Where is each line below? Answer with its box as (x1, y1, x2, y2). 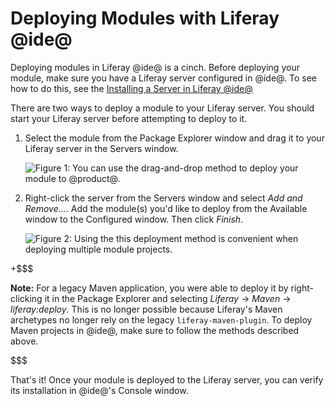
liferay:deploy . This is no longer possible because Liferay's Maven (10, 303, 283, 315)
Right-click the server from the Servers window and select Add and (24, 192, 303, 204)
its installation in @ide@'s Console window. (10, 384, 189, 396)
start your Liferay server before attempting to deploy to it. (10, 112, 248, 124)
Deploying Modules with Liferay (10, 7, 280, 30)
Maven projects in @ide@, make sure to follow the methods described (10, 324, 300, 336)
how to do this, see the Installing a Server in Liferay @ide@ (10, 82, 253, 94)
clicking (10, 292, 43, 304)
